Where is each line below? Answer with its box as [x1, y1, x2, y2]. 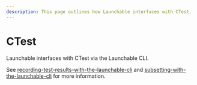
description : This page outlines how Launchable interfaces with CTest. [6, 8, 192, 15]
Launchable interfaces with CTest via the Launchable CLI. [6, 54, 149, 62]
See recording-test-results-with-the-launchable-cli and [6, 66, 144, 73]
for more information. [53, 72, 106, 80]
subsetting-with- [144, 66, 186, 73]
